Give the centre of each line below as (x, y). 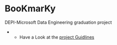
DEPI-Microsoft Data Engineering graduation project (58, 22)
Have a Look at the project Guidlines (57, 37)
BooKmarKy (30, 9)
